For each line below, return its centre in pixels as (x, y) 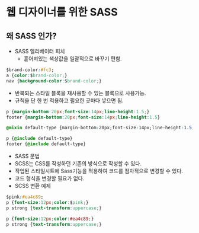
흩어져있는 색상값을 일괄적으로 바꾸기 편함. (73, 59)
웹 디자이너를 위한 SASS (62, 12)
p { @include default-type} (39, 139)
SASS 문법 (27, 156)
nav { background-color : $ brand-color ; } (54, 81)
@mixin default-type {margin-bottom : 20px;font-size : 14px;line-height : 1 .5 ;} (102, 128)
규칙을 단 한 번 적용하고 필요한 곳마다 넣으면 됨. (69, 100)
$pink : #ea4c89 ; (25, 197)
